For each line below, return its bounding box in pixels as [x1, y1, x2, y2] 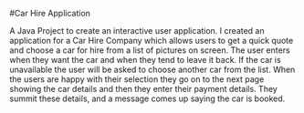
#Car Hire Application [9, 8, 91, 18]
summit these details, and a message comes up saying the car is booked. [9, 93, 286, 104]
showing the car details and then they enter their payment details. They [9, 84, 278, 94]
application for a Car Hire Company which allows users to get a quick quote [9, 36, 294, 46]
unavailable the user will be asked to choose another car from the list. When [9, 64, 296, 75]
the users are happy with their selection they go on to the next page [9, 74, 265, 85]
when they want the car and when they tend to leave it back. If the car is [9, 55, 281, 65]
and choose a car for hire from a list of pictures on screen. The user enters [9, 45, 290, 56]
